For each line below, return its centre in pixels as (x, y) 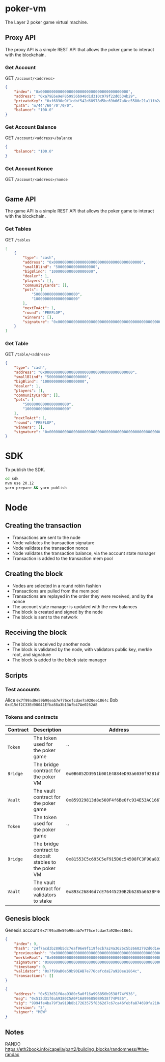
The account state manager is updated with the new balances (75, 606)
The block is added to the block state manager (59, 660)
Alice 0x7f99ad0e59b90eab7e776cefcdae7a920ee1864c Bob (62, 700)
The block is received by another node (51, 644)
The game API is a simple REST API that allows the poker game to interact (80, 211)
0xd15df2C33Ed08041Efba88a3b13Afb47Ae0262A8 (51, 705)
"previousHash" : (31, 953)
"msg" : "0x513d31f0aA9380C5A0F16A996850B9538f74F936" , (71, 999)
